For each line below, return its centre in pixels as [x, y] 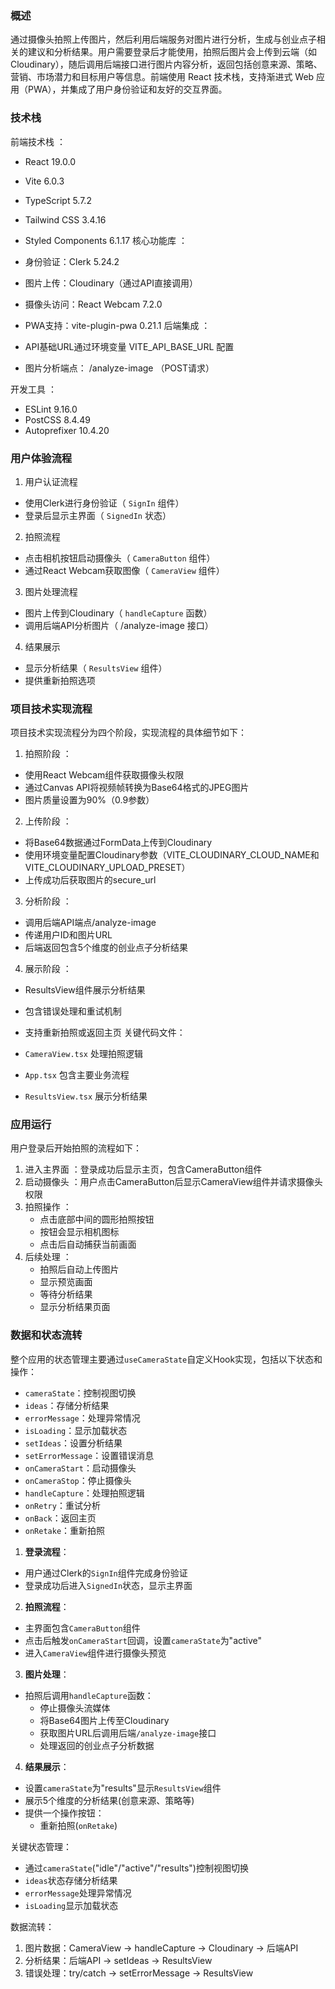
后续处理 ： [48, 1257]
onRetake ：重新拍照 [65, 1530]
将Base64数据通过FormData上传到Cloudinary [118, 843]
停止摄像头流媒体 [75, 1708]
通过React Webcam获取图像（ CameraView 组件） [124, 570]
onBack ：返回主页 [60, 1518]
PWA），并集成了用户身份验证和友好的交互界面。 [127, 89]
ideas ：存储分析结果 [67, 1405]
